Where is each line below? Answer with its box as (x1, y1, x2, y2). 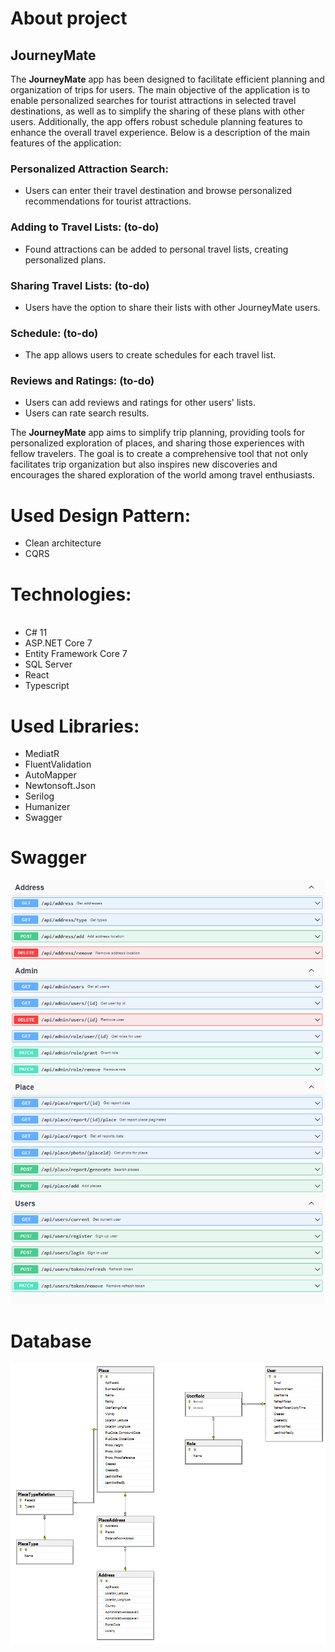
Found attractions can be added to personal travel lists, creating (24, 243, 289, 255)
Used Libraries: (10, 715, 140, 737)
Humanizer (24, 801, 71, 813)
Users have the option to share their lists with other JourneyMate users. (24, 301, 321, 313)
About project (10, 7, 128, 30)
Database (10, 1330, 92, 1352)
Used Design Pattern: (10, 504, 192, 527)
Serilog (24, 790, 55, 802)
